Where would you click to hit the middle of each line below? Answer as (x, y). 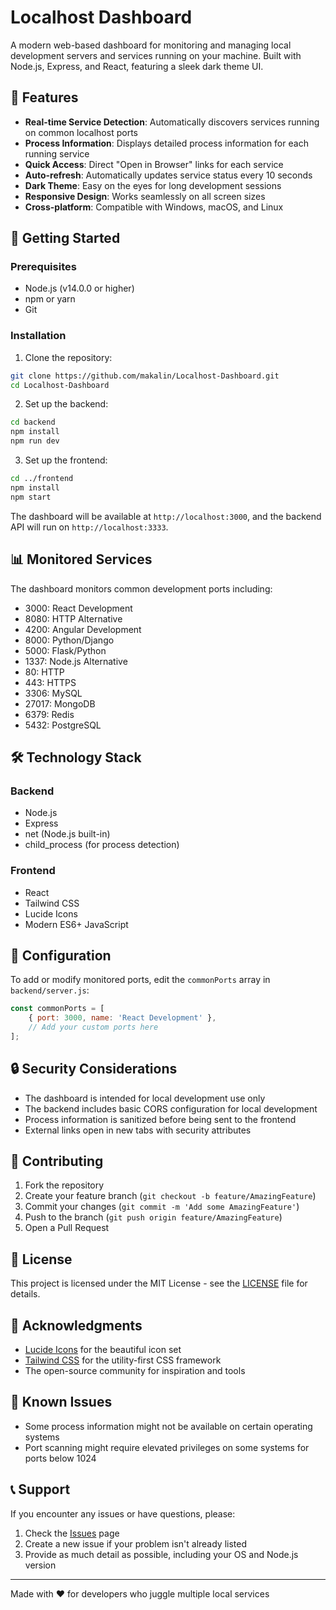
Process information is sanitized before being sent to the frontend (160, 1119)
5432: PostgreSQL (63, 725)
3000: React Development (78, 608)
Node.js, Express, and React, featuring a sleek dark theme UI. (137, 66)
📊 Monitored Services (81, 559)
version (40, 1565)
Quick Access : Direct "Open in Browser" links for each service (154, 164)
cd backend (33, 422)
